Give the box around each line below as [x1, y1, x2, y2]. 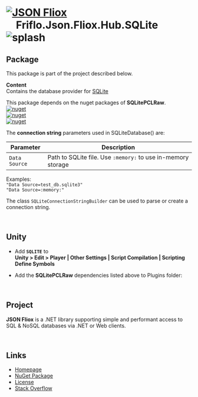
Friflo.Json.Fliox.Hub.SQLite [15, 18, 159, 32]
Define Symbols [14, 260, 55, 267]
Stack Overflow [14, 385, 53, 392]
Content [6, 81, 27, 88]
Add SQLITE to [14, 247, 49, 254]
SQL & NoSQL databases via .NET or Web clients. [6, 322, 126, 329]
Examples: [6, 176, 31, 183]
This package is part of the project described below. [6, 70, 133, 77]
